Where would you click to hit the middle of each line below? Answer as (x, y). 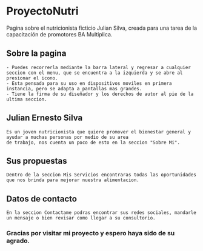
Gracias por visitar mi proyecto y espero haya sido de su (91, 233)
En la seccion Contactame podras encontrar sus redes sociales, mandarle (101, 213)
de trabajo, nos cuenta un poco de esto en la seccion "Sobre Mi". (93, 142)
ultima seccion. (27, 99)
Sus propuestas (37, 161)
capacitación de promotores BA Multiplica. (59, 34)
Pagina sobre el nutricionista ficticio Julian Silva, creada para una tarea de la (102, 28)
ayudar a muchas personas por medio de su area (68, 137)
